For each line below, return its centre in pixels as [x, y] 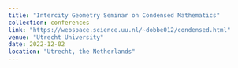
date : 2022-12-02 [37, 45]
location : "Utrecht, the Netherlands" [72, 52]
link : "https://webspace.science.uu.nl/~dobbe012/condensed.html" [119, 30]
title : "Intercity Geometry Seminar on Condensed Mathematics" [114, 15]
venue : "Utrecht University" [56, 37]
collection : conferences [49, 23]
